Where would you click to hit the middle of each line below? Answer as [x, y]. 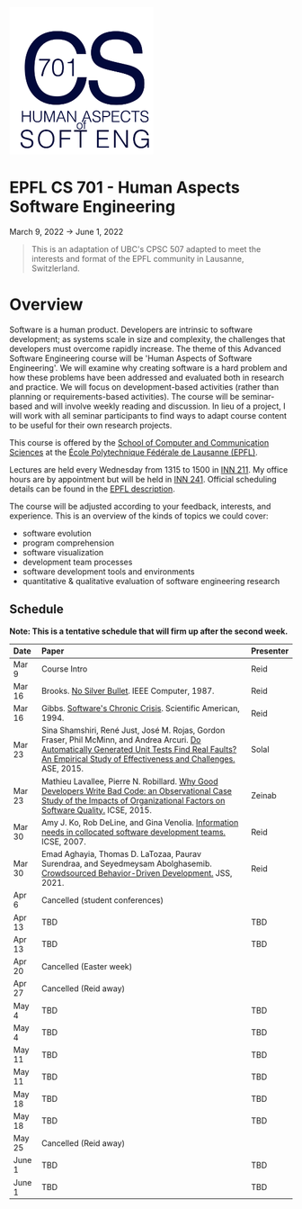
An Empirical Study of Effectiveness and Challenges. [138, 759]
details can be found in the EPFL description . [92, 489]
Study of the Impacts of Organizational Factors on [133, 800]
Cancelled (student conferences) [103, 900]
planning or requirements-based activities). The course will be [124, 396]
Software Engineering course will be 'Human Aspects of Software [131, 358]
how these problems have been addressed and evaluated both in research [147, 377]
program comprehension [68, 543]
